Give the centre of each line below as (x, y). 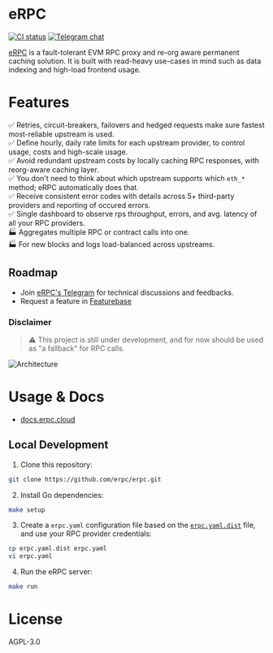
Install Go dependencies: (62, 495)
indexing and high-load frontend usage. (75, 69)
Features (39, 103)
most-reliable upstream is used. (62, 134)
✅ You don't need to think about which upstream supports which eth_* (127, 178)
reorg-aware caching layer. (54, 169)
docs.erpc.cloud (48, 419)
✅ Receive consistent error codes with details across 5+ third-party (121, 196)
